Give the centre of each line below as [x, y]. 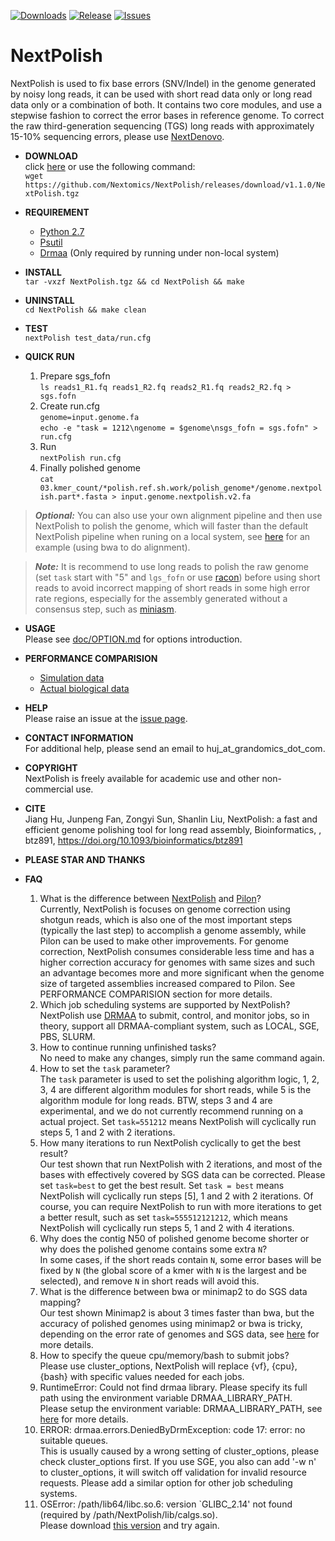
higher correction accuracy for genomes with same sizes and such [177, 962]
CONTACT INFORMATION [79, 737]
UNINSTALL [49, 300]
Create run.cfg [69, 406]
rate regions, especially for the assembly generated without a [161, 598]
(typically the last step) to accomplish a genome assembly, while [173, 930]
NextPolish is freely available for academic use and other [142, 778]
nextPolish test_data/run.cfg [88, 338]
